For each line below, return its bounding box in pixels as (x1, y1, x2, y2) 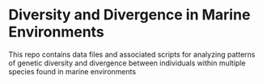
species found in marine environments (8, 66, 136, 76)
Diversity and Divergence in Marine (8, 6, 251, 24)
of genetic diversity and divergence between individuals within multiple (8, 58, 246, 68)
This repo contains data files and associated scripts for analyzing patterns (8, 49, 256, 59)
